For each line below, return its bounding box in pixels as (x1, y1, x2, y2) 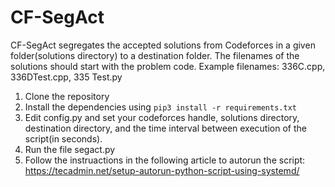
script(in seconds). (24, 132, 103, 145)
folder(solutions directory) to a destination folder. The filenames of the (10, 49, 300, 61)
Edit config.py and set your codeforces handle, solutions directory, (24, 111, 300, 123)
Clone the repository (24, 90, 110, 102)
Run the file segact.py (24, 143, 116, 155)
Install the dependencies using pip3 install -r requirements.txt (24, 101, 297, 113)
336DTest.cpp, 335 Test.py (10, 71, 123, 83)
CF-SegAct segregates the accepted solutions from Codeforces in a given (10, 39, 316, 51)
